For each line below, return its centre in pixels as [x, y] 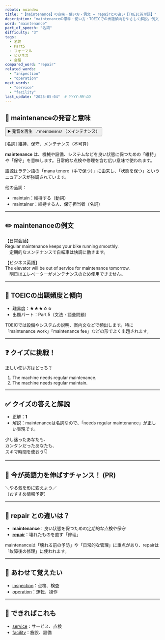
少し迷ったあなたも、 [27, 440]
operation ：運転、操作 [35, 592]
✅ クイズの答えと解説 [38, 404]
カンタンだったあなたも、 [31, 446]
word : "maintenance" [26, 23]
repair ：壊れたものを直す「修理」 [46, 534]
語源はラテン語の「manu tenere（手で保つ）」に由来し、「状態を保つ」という [82, 171]
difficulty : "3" [22, 32]
